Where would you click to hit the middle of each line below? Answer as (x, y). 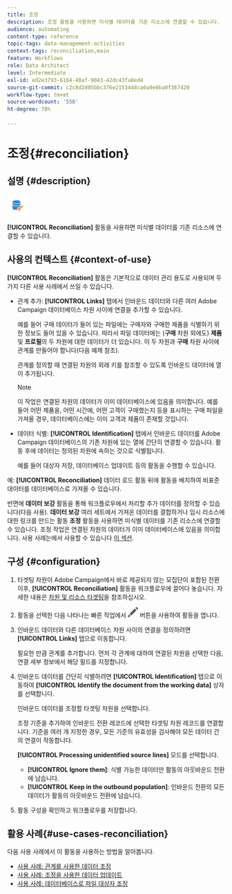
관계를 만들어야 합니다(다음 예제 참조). (68, 350)
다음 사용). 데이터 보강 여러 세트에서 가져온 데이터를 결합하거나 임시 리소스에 (123, 512)
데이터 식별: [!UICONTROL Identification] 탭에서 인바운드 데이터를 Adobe (119, 433)
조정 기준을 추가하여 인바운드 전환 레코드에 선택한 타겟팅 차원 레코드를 (111, 723)
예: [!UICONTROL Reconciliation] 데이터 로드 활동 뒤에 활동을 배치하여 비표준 (113, 480)
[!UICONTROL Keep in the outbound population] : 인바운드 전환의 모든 (126, 786)
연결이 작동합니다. (49, 740)
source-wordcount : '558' (43, 102)
